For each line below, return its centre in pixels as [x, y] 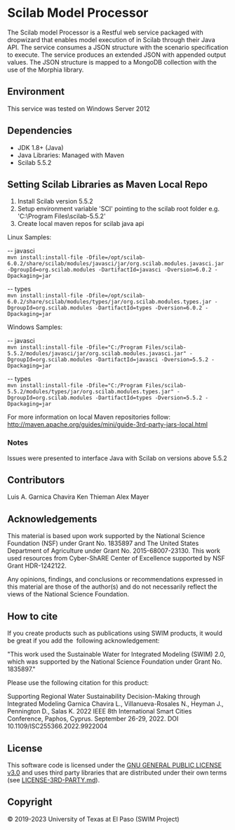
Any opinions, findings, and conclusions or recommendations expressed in [115, 580]
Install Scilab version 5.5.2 [55, 201]
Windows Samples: [35, 327]
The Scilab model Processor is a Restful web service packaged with [105, 32]
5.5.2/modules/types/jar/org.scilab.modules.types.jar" [90, 392]
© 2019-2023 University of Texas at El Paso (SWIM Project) [94, 819]
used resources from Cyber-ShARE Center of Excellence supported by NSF [116, 558]
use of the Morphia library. [46, 69]
